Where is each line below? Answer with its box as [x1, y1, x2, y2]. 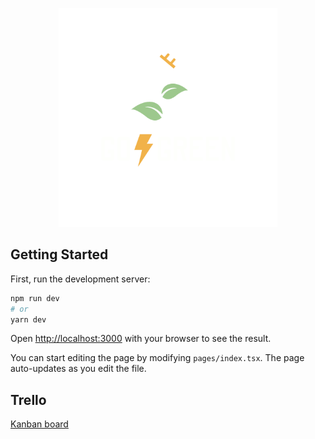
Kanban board [10, 418, 69, 430]
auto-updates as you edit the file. [10, 363, 147, 375]
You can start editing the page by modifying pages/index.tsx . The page [10, 352, 305, 364]
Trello [10, 391, 47, 408]
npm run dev [10, 293, 60, 303]
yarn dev [10, 314, 47, 325]
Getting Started [10, 246, 109, 263]
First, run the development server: [10, 273, 151, 285]
